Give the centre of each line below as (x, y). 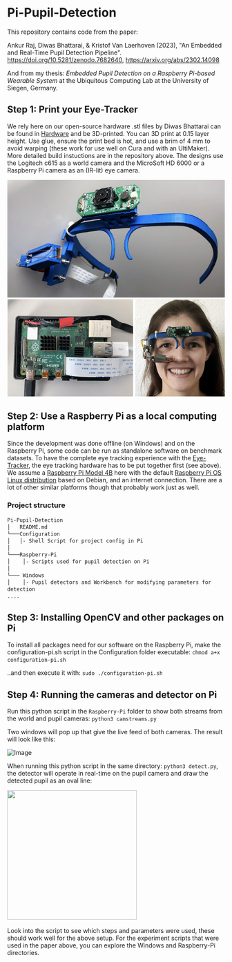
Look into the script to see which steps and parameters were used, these (111, 931)
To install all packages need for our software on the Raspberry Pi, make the (114, 645)
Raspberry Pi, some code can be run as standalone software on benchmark (115, 451)
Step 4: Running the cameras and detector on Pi (112, 695)
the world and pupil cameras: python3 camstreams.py (82, 718)
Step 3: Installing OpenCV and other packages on (116, 617)
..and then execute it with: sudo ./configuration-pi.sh (85, 673)
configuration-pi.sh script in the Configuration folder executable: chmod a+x (114, 652)
